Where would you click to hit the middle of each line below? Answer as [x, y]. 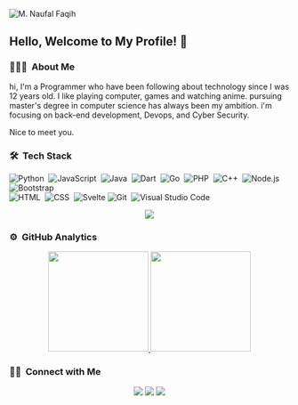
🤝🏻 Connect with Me [55, 372]
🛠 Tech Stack [41, 156]
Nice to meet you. [42, 132]
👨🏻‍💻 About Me [42, 67]
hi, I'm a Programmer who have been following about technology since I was [149, 86]
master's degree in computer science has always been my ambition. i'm [141, 105]
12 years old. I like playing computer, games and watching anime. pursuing [145, 96]
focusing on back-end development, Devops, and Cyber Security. [129, 115]
